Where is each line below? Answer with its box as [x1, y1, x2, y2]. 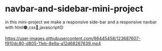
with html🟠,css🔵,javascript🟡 [5, 24, 64, 30]
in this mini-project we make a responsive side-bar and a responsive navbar [5, 19, 157, 25]
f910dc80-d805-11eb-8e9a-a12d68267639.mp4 [5, 41, 101, 46]
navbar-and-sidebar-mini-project [5, 3, 144, 14]
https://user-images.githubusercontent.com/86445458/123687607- [5, 35, 141, 41]
